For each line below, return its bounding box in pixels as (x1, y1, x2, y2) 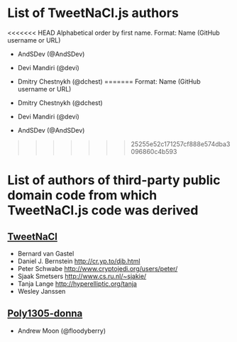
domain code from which (7, 187, 158, 204)
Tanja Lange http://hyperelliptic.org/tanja (17, 279, 137, 288)
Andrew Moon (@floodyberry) (17, 326, 106, 335)
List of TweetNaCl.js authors (7, 5, 179, 21)
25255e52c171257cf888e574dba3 (131, 140, 231, 148)
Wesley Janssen (17, 287, 66, 295)
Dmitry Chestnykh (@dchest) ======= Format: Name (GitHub (17, 77, 201, 86)
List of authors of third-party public (7, 172, 221, 189)
